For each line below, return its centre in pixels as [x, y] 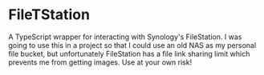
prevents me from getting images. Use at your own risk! [100, 62]
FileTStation [49, 15]
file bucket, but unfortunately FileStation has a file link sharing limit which [129, 53]
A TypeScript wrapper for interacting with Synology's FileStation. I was [125, 37]
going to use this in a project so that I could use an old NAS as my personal [132, 45]
